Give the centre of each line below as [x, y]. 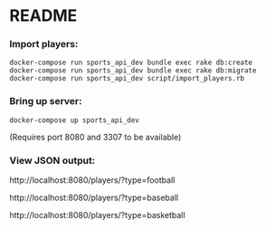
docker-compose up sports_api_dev [75, 120]
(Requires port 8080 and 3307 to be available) [95, 137]
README [43, 16]
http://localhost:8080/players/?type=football [92, 180]
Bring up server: [46, 101]
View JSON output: [52, 160]
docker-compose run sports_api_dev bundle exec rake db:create [131, 63]
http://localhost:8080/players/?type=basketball [97, 215]
